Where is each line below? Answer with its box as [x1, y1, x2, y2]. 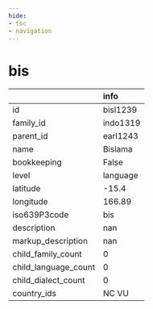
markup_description [12, 236, 89, 247]
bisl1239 [102, 104, 138, 115]
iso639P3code [12, 209, 69, 220]
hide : [8, 11, 27, 20]
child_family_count [12, 248, 82, 260]
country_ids [12, 288, 56, 299]
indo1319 [102, 118, 141, 129]
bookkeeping [12, 157, 62, 168]
